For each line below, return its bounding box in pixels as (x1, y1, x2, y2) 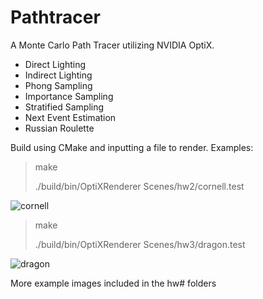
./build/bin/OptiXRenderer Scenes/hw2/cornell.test (34, 180, 245, 192)
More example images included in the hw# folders (10, 277, 217, 289)
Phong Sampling (24, 79, 93, 91)
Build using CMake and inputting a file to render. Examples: (10, 141, 254, 153)
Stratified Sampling (24, 101, 105, 113)
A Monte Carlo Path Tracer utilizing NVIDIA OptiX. (10, 39, 215, 51)
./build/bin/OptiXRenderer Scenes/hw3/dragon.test (34, 238, 246, 250)
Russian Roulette (24, 122, 95, 134)
